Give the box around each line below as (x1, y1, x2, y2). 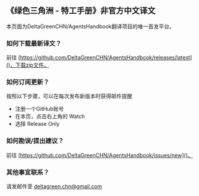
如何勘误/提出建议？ (6, 137, 64, 145)
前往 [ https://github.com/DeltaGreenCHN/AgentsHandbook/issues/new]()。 (6, 152, 194, 159)
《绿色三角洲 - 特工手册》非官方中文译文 (6, 5, 156, 16)
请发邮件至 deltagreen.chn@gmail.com (6, 183, 102, 190)
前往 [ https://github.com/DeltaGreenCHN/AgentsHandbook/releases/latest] (6, 54, 192, 61)
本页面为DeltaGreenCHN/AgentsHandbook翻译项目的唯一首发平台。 (6, 23, 175, 30)
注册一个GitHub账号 (14, 105, 64, 113)
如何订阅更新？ (6, 78, 50, 86)
